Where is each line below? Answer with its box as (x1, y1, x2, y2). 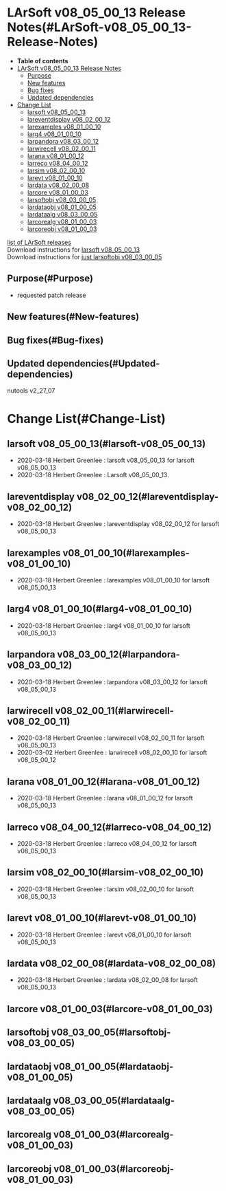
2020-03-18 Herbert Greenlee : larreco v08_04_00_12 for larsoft (16, 840, 197, 848)
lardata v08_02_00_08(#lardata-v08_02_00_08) (7, 958, 216, 970)
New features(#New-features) (7, 311, 140, 323)
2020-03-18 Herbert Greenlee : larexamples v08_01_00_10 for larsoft (16, 576, 210, 584)
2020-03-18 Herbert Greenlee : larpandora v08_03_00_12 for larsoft (16, 677, 208, 686)
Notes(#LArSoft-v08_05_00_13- (7, 19, 192, 35)
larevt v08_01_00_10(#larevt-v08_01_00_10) (7, 913, 197, 924)
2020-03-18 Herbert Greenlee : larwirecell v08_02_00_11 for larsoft (16, 734, 205, 742)
